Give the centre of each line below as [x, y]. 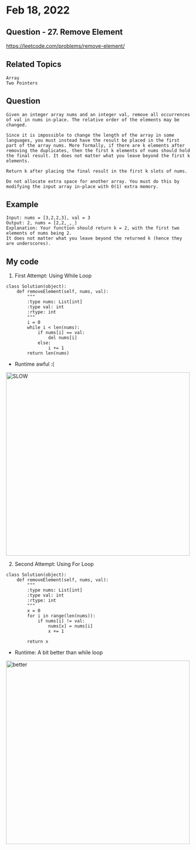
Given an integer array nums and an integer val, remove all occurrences [98, 114]
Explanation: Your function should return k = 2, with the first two [93, 228]
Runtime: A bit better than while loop [59, 653]
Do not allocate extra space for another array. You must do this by [93, 181]
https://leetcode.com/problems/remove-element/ [65, 46]
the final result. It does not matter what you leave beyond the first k [98, 156]
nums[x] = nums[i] [70, 626]
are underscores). [28, 244]
